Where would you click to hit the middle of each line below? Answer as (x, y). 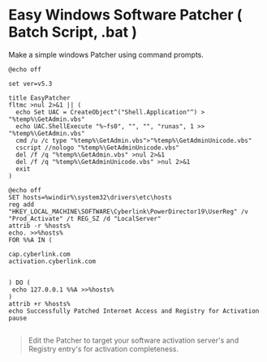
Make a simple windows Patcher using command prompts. (106, 54)
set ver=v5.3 (30, 84)
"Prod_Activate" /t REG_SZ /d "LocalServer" (85, 218)
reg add (22, 205)
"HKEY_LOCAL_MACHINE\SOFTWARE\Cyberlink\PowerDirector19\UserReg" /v (129, 211)
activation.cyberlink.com (52, 261)
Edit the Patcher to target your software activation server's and (133, 340)
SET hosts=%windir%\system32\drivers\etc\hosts (90, 197)
